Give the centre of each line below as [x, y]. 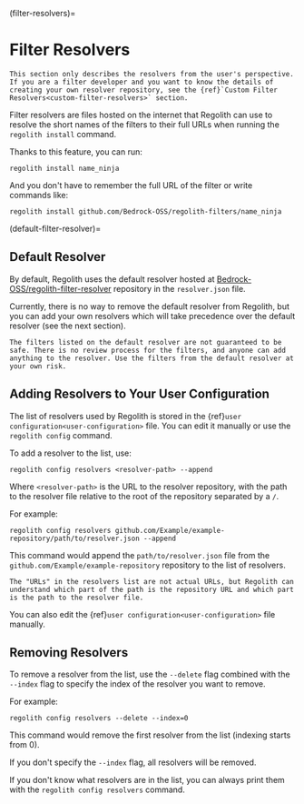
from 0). [25, 745]
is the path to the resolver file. [77, 598]
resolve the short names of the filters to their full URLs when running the [144, 124]
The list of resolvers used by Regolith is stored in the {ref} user [126, 416]
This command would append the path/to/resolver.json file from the [140, 555]
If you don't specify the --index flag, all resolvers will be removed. [133, 762]
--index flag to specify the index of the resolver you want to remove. [137, 684]
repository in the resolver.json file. [180, 288]
